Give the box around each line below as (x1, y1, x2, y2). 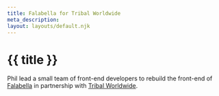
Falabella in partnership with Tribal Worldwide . (7, 82, 138, 90)
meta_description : (7, 16, 60, 23)
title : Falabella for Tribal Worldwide (7, 10, 121, 17)
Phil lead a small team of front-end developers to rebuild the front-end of (7, 74, 213, 82)
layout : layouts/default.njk (7, 22, 90, 29)
